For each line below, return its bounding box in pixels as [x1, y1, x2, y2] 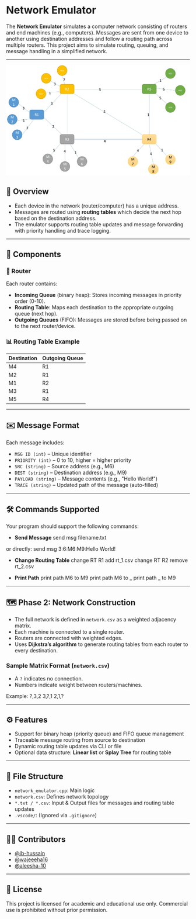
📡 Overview [6, 186, 49, 196]
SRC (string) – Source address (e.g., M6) [14, 462, 115, 469]
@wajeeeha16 [14, 856, 48, 863]
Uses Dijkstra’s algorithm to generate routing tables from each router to [14, 641, 188, 648]
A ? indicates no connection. [14, 675, 83, 682]
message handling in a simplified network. [6, 47, 108, 54]
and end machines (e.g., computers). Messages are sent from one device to [6, 29, 188, 36]
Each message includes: [6, 439, 65, 446]
